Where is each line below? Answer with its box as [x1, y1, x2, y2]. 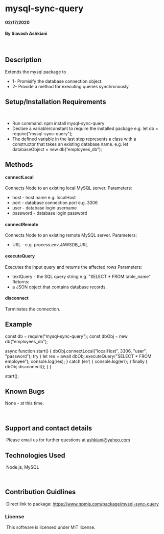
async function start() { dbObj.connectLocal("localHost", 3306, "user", [5, 348, 147, 354]
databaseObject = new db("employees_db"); [12, 146, 102, 152]
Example [5, 320, 32, 329]
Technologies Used [5, 451, 65, 459]
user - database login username [12, 205, 77, 211]
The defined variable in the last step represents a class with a [12, 136, 136, 142]
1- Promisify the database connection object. [12, 78, 103, 84]
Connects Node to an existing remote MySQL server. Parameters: [5, 232, 137, 238]
